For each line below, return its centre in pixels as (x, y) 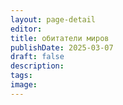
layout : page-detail (53, 19)
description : (37, 66)
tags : (21, 76)
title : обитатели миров (60, 38)
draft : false (37, 57)
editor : (26, 29)
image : (24, 85)
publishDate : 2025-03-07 (62, 47)
